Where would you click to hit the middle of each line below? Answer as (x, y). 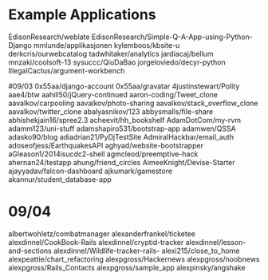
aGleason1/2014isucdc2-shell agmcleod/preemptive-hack (103, 154)
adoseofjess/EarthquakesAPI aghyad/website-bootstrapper (106, 145)
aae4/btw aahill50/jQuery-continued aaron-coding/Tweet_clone (113, 94)
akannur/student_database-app (60, 179)
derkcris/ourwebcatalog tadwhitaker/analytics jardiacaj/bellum (111, 53)
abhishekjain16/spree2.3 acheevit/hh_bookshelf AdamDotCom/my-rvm (125, 120)
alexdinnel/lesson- (216, 242)
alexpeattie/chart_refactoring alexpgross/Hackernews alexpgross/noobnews (134, 259)
